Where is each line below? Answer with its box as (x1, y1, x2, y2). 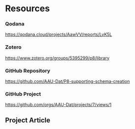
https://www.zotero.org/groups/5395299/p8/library (5, 55, 110, 61)
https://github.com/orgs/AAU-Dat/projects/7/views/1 (5, 102, 112, 108)
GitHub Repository (5, 67, 51, 74)
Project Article (5, 116, 51, 124)
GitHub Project (5, 91, 41, 97)
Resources (5, 3, 50, 14)
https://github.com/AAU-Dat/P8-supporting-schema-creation (5, 78, 130, 84)
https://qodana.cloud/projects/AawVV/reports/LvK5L (5, 31, 112, 37)
